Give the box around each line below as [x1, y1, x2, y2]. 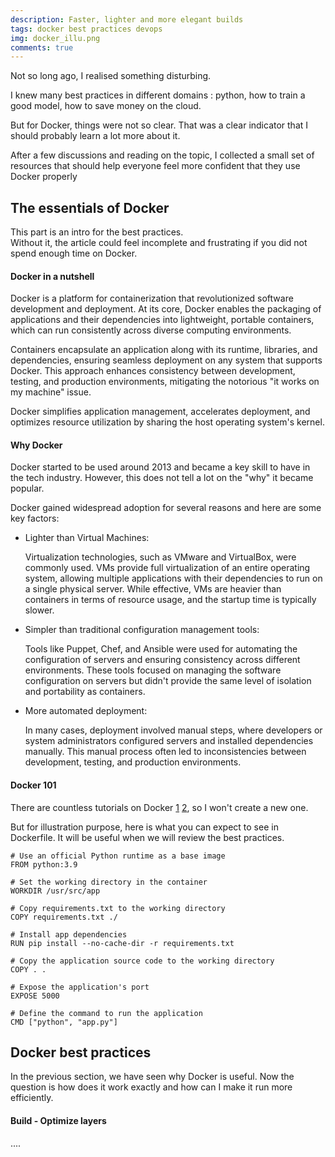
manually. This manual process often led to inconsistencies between [24, 746, 307, 758]
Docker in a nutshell [10, 270, 95, 282]
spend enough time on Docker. [10, 247, 138, 260]
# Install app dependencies [10, 929, 128, 940]
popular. [10, 482, 45, 495]
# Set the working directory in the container [10, 877, 208, 887]
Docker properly [10, 171, 78, 183]
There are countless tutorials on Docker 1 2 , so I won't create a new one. [10, 801, 309, 813]
